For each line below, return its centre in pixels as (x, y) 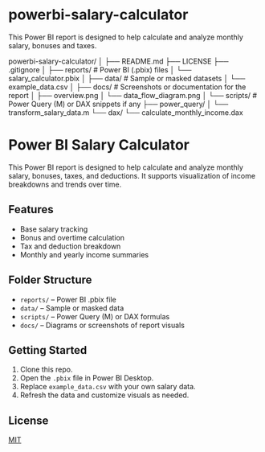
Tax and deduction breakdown (70, 246)
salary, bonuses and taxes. (53, 45)
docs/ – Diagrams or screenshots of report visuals (102, 325)
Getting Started (48, 350)
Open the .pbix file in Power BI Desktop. (87, 378)
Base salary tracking (54, 229)
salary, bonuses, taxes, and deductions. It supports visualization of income (132, 175)
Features (31, 210)
